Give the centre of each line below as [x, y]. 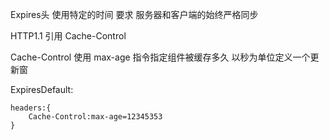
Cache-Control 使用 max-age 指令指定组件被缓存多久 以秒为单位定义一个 [160, 57]
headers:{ [31, 108]
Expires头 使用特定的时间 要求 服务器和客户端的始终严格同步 [134, 14]
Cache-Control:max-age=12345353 [95, 117]
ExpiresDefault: [42, 89]
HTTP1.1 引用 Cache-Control [68, 36]
